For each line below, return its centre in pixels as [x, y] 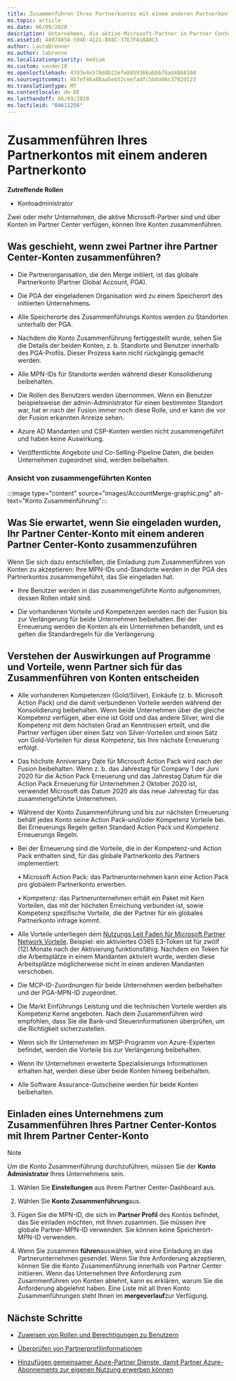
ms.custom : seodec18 [38, 66]
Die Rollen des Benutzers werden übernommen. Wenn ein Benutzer [115, 395]
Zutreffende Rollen [35, 189]
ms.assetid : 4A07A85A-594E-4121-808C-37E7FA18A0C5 [83, 40]
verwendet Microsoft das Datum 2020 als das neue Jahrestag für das [118, 791]
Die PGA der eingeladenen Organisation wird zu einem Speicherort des [120, 296]
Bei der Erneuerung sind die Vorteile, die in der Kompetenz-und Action [119, 848]
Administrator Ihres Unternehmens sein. [66, 1174]
